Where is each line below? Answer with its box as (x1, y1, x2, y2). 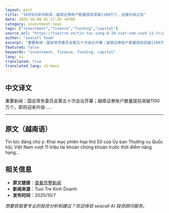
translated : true (5, 59, 42, 64)
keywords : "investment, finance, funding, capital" (5, 49, 116, 54)
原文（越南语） (5, 125, 52, 133)
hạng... (5, 149, 20, 155)
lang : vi (5, 54, 24, 59)
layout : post (5, 7, 33, 13)
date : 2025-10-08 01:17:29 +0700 (5, 17, 75, 22)
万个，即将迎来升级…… (5, 104, 53, 110)
